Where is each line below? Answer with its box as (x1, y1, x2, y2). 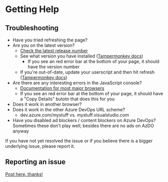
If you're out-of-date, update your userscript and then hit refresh (20, 69, 155, 75)
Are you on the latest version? (12, 42, 75, 48)
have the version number (27, 64, 80, 70)
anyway (12, 128, 29, 134)
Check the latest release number (20, 48, 88, 53)
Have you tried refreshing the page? (12, 37, 88, 43)
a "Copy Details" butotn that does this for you (20, 96, 115, 102)
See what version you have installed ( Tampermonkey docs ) (20, 53, 144, 59)
